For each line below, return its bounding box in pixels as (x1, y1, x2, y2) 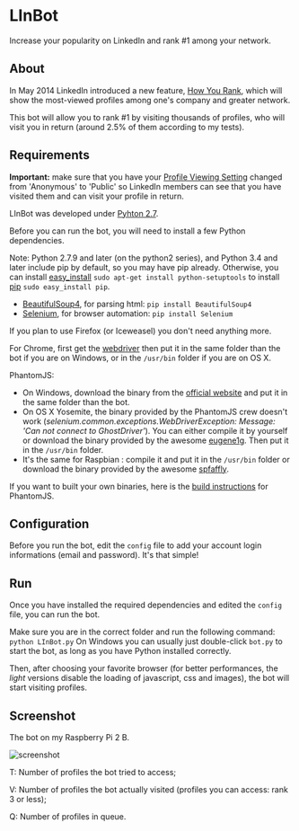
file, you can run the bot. (9, 609, 101, 620)
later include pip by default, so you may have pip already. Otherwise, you (9, 261, 279, 272)
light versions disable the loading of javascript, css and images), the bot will (9, 673, 290, 684)
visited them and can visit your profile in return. (9, 190, 184, 201)
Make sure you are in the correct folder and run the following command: (9, 626, 276, 638)
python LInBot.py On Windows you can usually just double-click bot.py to (9, 636, 283, 647)
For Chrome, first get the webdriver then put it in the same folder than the (9, 342, 281, 353)
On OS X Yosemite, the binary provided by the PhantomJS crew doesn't (22, 406, 288, 417)
